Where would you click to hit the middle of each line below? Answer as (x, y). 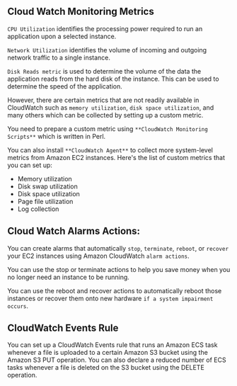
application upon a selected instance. (62, 36)
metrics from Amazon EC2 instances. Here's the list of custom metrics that (116, 157)
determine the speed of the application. (65, 86)
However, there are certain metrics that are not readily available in (103, 100)
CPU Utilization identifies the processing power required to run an (105, 28)
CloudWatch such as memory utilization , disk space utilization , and (111, 107)
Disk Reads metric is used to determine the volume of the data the (104, 71)
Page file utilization (45, 201)
